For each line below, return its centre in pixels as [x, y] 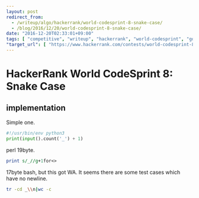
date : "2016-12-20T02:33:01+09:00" [50, 34]
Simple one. [21, 122]
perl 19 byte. [20, 150]
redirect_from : [25, 17]
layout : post [22, 12]
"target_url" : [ [26, 45]
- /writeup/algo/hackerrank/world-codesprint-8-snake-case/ [87, 22]
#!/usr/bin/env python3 [36, 133]
